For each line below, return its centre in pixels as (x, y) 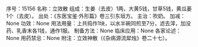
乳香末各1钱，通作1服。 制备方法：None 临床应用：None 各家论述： (99, 31)
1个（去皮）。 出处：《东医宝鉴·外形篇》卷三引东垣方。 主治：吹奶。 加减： (96, 16)
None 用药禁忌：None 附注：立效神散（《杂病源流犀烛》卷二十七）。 (88, 38)
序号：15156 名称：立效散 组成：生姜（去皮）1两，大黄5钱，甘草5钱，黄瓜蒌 (99, 9)
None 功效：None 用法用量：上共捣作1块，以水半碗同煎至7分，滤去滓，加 (96, 23)
